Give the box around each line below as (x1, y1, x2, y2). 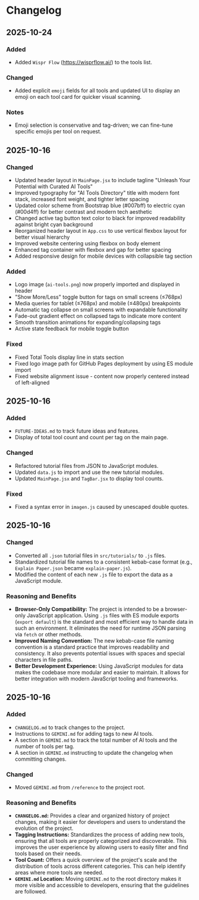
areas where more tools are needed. (14, 869, 104, 876)
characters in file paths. (14, 656, 73, 664)
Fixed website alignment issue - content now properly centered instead (14, 373, 189, 380)
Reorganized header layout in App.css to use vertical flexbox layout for (14, 227, 187, 235)
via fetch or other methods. (14, 631, 83, 638)
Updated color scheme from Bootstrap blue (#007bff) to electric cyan (14, 202, 185, 209)
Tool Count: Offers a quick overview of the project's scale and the (14, 857, 177, 864)
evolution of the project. (14, 825, 74, 832)
